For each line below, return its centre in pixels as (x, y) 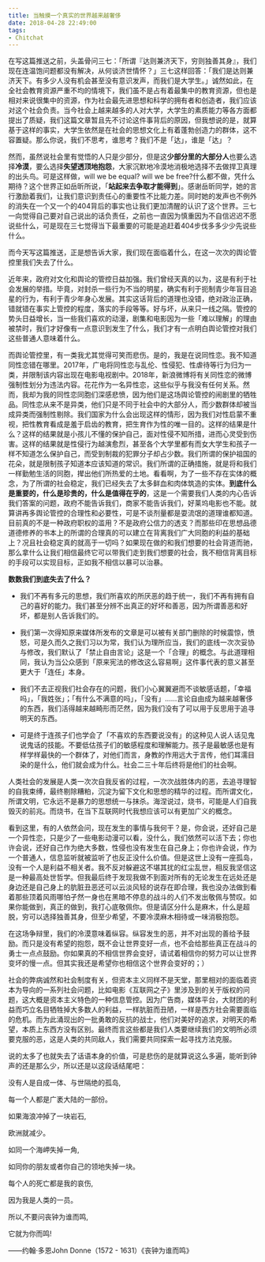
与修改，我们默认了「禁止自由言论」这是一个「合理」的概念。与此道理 (134, 652)
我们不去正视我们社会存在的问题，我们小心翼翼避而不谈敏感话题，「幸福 (135, 689)
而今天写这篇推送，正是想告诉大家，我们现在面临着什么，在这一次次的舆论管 (132, 253)
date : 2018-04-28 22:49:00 (52, 23)
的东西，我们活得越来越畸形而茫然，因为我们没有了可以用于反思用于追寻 (137, 708)
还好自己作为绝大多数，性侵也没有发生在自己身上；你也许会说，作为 (146, 848)
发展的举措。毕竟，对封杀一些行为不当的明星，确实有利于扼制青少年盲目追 (136, 289)
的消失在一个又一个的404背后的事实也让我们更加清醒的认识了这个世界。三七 (132, 206)
